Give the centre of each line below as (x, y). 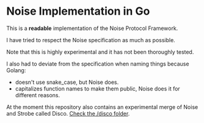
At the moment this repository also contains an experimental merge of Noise (102, 107)
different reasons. (37, 95)
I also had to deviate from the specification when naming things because (98, 64)
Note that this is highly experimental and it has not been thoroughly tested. (100, 52)
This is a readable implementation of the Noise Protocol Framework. (92, 28)
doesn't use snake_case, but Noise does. (67, 82)
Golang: (16, 70)
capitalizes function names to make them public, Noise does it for (97, 88)
